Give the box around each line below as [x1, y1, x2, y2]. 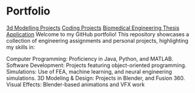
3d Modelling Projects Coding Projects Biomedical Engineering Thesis [6, 24, 179, 31]
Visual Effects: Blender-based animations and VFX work [6, 80, 145, 88]
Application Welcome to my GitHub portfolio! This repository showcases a [6, 30, 190, 37]
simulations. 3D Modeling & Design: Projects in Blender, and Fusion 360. [6, 74, 185, 82]
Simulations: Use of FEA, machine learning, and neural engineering [6, 68, 173, 75]
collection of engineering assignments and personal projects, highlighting [6, 37, 188, 44]
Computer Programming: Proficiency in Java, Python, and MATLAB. [6, 55, 173, 62]
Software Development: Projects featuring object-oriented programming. [6, 62, 187, 69]
